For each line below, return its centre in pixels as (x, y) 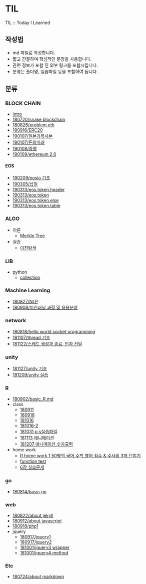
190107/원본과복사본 (32, 136)
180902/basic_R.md (33, 399)
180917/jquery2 (36, 542)
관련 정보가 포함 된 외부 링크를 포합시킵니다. (55, 65)
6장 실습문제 (32, 467)
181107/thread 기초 (31, 337)
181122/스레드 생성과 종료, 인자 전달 (47, 343)
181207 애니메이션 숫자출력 (46, 444)
